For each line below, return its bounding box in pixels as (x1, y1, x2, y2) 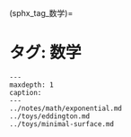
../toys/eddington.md (9, 111, 91, 121)
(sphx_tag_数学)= (9, 8, 74, 18)
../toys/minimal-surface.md (9, 119, 115, 128)
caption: (9, 88, 42, 97)
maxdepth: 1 (9, 80, 54, 90)
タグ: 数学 (9, 43, 82, 63)
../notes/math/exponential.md (9, 104, 123, 113)
